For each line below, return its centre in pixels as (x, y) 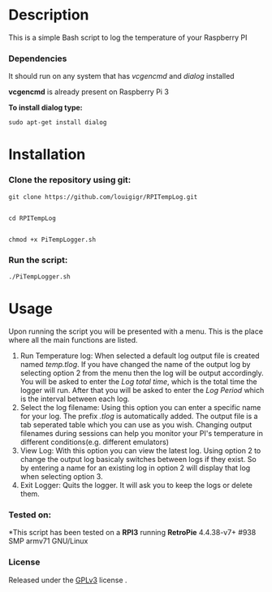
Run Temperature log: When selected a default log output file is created (140, 356)
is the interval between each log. (75, 399)
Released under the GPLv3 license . (68, 580)
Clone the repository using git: (70, 180)
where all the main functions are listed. (73, 339)
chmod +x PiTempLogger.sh (52, 240)
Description (49, 15)
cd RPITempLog (32, 218)
